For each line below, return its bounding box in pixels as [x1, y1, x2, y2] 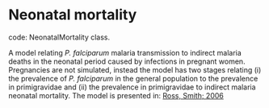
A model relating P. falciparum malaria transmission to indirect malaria [8, 48, 242, 57]
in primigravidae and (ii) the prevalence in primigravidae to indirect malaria [8, 82, 256, 92]
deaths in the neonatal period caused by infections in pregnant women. [8, 56, 246, 66]
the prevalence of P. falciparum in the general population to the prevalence [8, 73, 258, 83]
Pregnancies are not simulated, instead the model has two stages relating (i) [8, 64, 262, 74]
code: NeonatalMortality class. [8, 32, 111, 42]
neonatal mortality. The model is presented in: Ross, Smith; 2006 [8, 90, 225, 100]
